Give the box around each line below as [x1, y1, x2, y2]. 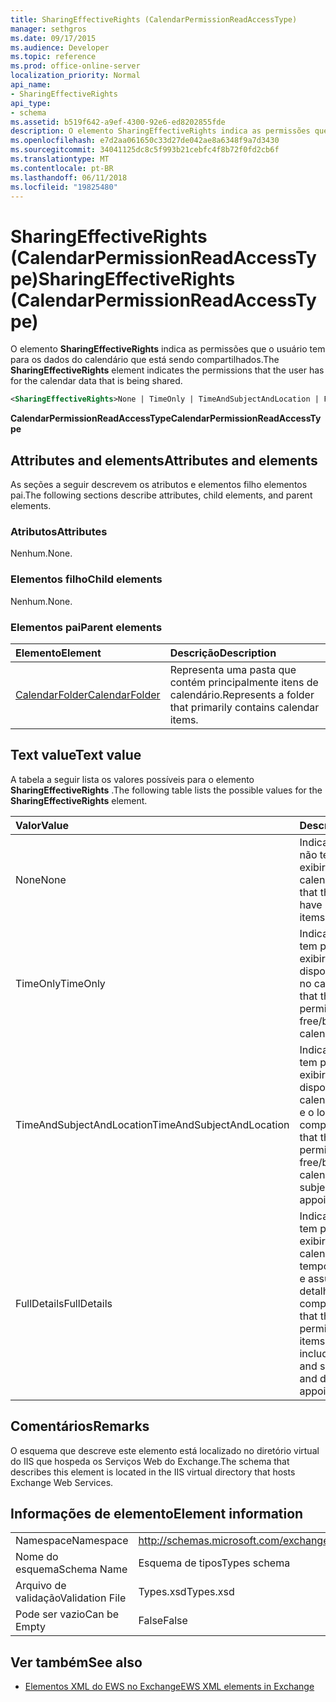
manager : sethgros [10, 24, 87, 34]
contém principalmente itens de [169, 675, 319, 689]
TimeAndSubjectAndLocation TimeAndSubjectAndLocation [15, 1117, 290, 1131]
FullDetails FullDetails [15, 1296, 113, 1310]
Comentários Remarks [10, 1418, 150, 1435]
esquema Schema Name [15, 1562, 128, 1576]
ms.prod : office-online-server [10, 61, 141, 71]
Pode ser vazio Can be [15, 1607, 119, 1621]
